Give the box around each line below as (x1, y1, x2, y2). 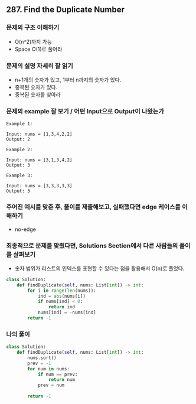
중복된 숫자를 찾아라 (14, 91, 61, 98)
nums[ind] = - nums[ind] (37, 309, 96, 315)
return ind (48, 304, 76, 310)
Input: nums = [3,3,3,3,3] (6, 183, 73, 189)
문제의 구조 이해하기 (6, 24, 60, 32)
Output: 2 (6, 136, 31, 142)
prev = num (37, 382, 65, 389)
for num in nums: (27, 366, 70, 372)
